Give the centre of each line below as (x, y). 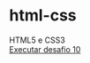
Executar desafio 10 (45, 49)
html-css (43, 16)
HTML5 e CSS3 (37, 40)
